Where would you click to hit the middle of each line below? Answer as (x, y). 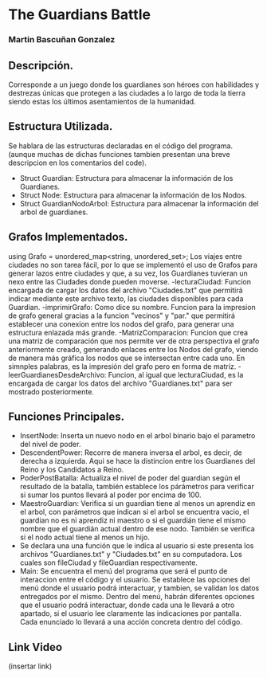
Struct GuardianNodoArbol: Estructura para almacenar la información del (139, 203)
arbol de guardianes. (54, 212)
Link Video (35, 647)
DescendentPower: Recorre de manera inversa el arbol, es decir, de (131, 453)
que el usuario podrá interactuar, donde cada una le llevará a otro (127, 605)
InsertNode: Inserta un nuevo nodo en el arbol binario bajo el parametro (137, 436)
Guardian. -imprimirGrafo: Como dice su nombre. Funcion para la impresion (132, 307)
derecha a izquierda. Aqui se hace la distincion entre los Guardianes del (137, 461)
